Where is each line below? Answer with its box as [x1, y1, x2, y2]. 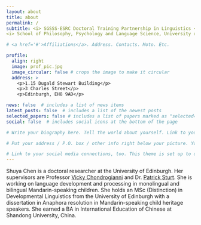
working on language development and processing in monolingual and [6, 180, 179, 187]
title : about [6, 14, 39, 20]
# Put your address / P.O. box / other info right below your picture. [6, 140, 188, 146]
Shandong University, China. [6, 212, 77, 219]
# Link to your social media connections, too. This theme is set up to [6, 151, 191, 157]
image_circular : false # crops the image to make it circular [11, 69, 170, 75]
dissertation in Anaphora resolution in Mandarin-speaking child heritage [6, 199, 184, 206]
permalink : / [6, 20, 39, 26]
